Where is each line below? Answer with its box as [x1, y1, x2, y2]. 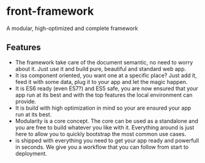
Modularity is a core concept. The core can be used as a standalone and [15, 117, 199, 124]
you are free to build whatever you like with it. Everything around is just [15, 124, 195, 131]
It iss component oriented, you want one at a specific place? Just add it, [15, 72, 197, 79]
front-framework [6, 4, 94, 18]
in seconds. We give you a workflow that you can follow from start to [15, 143, 188, 151]
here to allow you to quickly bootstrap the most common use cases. [15, 130, 187, 137]
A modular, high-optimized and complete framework [6, 25, 138, 32]
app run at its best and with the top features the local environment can [15, 91, 193, 99]
